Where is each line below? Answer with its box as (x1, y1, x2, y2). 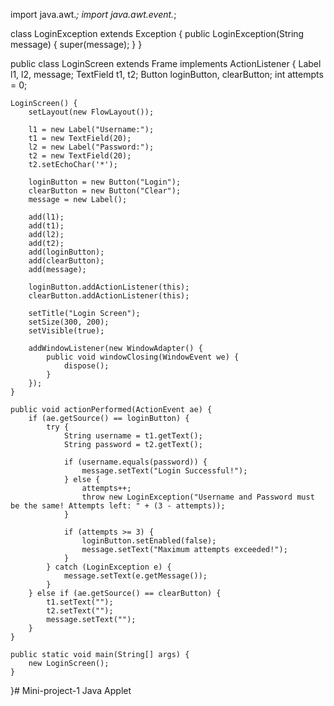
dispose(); (63, 361, 110, 371)
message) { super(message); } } (10, 39, 143, 50)
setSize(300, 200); (28, 317, 110, 327)
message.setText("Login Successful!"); (81, 466, 248, 476)
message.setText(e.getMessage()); (63, 571, 208, 581)
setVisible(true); (28, 326, 105, 336)
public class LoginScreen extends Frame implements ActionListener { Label (10, 58, 322, 69)
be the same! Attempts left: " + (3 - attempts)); (10, 501, 226, 511)
